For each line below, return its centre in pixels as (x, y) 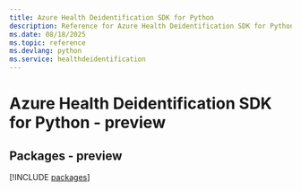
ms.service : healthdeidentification (77, 59)
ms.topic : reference (48, 43)
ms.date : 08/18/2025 (48, 34)
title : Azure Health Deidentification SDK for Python (112, 17)
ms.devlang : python (46, 51)
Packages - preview (66, 156)
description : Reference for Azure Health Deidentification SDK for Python (152, 26)
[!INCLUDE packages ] (50, 177)
